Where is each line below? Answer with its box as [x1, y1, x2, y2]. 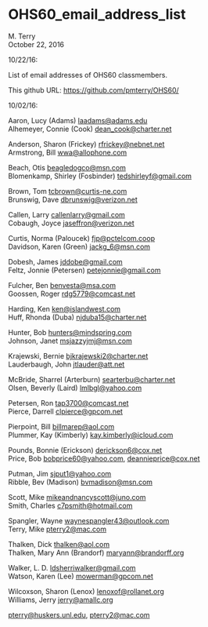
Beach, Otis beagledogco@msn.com [8, 162, 127, 172]
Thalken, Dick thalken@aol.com [8, 539, 110, 549]
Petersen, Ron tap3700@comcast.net [8, 398, 129, 407]
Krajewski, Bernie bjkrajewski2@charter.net [8, 351, 149, 360]
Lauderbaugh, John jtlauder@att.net [8, 359, 125, 369]
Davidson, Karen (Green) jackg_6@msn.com [8, 242, 151, 251]
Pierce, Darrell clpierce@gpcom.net [8, 406, 124, 416]
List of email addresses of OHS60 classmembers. [8, 70, 168, 79]
